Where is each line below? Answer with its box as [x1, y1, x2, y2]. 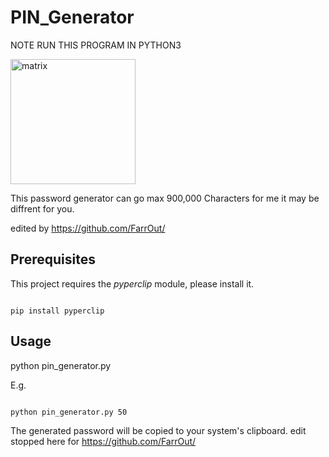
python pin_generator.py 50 [10, 407, 128, 417]
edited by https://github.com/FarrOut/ [10, 222, 166, 234]
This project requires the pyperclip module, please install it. [10, 277, 255, 290]
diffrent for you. [10, 202, 75, 215]
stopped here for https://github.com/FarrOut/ [10, 435, 197, 447]
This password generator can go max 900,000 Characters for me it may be [10, 192, 320, 204]
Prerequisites [10, 251, 96, 268]
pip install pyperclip [10, 306, 105, 316]
